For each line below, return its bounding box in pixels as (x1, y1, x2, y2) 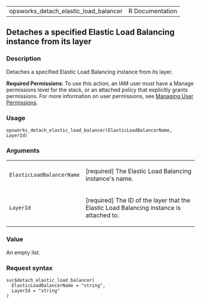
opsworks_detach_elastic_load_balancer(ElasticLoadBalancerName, (6, 127, 172, 133)
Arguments (6, 146, 40, 154)
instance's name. (86, 175, 133, 183)
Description (6, 54, 41, 63)
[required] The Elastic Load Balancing (86, 167, 191, 175)
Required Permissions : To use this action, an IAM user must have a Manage (6, 80, 194, 87)
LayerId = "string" (11, 287, 60, 294)
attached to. (86, 211, 120, 220)
